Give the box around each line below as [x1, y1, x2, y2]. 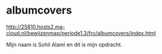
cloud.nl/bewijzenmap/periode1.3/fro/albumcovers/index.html [6, 29, 156, 36]
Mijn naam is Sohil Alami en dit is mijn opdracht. [6, 41, 122, 48]
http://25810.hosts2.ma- [6, 23, 65, 30]
